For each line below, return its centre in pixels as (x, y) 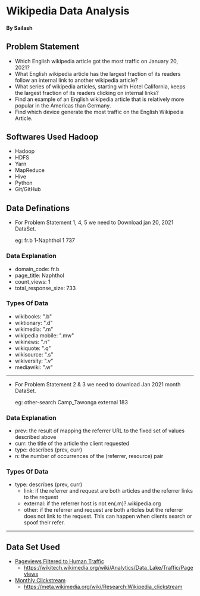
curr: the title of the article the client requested (72, 444)
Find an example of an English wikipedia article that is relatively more (99, 99)
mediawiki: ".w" (34, 367)
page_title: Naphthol (39, 275)
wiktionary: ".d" (34, 322)
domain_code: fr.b (37, 269)
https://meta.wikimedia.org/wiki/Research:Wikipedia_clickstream (103, 587)
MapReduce (29, 170)
